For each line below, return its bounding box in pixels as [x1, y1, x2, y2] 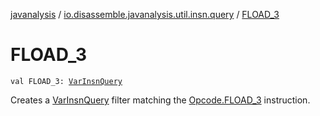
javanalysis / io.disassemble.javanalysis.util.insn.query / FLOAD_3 [10, 9, 280, 20]
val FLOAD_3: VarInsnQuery [10, 76, 123, 86]
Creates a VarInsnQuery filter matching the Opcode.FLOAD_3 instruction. [10, 94, 311, 106]
